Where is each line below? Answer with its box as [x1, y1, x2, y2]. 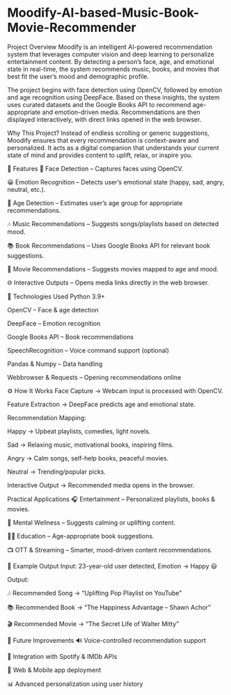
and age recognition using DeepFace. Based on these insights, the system [7, 93, 221, 102]
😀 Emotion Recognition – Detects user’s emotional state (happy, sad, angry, [7, 177, 225, 186]
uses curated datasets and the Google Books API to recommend [7, 100, 191, 109]
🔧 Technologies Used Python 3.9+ [7, 292, 106, 301]
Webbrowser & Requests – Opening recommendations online [7, 373, 182, 381]
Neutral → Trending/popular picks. [7, 468, 106, 476]
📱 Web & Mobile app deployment [7, 666, 102, 674]
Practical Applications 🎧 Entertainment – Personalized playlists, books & [7, 495, 216, 503]
